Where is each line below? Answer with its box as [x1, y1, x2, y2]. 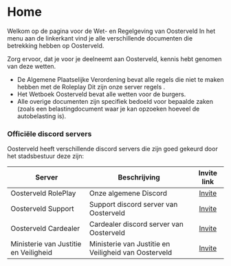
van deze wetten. [7, 62, 56, 70]
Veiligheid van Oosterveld [89, 248, 173, 258]
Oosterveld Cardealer [10, 224, 80, 234]
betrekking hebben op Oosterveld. [7, 41, 104, 49]
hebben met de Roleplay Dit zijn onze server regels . [16, 82, 166, 91]
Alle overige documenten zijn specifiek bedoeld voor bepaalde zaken [16, 97, 214, 105]
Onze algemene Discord [89, 188, 167, 198]
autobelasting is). [16, 111, 67, 120]
